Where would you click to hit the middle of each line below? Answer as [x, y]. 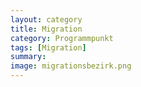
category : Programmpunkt [62, 38]
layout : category [46, 19]
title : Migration [46, 29]
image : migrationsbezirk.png [71, 66]
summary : [28, 57]
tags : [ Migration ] [48, 47]
